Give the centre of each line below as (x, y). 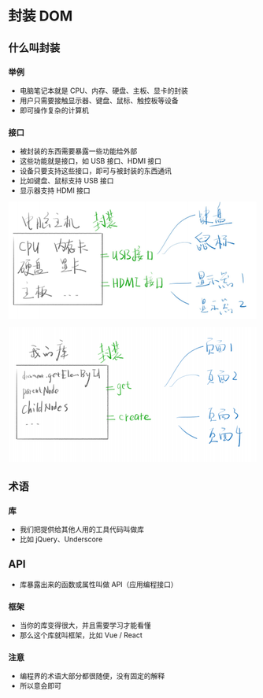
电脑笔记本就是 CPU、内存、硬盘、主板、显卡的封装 (104, 90)
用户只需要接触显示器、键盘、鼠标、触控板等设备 (99, 100)
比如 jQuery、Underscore (61, 539)
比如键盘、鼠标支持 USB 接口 (67, 181)
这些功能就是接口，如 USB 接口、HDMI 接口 (91, 161)
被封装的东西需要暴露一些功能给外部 (78, 151)
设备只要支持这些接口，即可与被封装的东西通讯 (95, 171)
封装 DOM (41, 16)
